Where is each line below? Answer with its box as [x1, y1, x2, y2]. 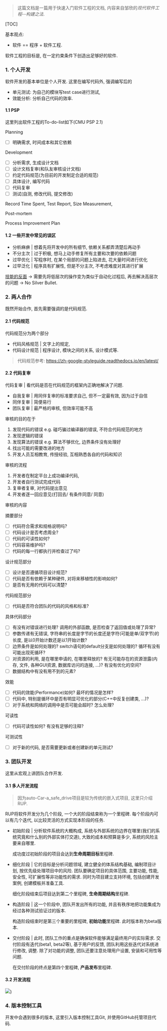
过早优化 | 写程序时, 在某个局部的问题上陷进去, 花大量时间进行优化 [12, 257, 148, 263]
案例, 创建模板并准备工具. [12, 880, 65, 886]
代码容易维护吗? [12, 542, 46, 548]
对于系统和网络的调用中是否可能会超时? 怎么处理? [12, 701, 114, 708]
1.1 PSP [5, 107, 20, 113]
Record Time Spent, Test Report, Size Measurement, [5, 201, 113, 207]
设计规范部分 [5, 559, 31, 565]
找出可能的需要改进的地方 [12, 445, 65, 451]
